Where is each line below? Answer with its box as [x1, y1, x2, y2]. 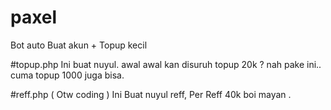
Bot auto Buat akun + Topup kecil [10, 39, 148, 51]
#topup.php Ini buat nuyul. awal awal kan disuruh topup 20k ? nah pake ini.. [10, 58, 322, 70]
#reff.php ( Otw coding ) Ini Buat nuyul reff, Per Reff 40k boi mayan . [10, 88, 292, 100]
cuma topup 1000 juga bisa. [10, 69, 125, 81]
